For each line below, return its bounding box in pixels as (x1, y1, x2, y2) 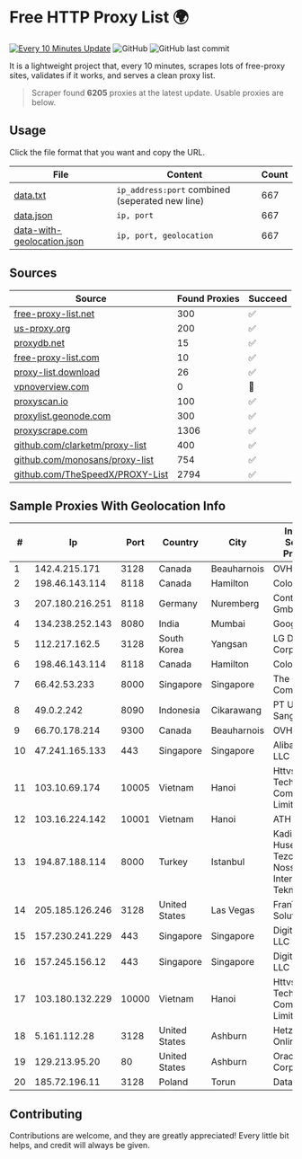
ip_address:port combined (116, 183, 231, 196)
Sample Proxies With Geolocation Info (9, 498, 226, 513)
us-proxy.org (13, 322, 71, 334)
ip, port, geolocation (116, 230, 214, 241)
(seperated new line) (116, 194, 205, 207)
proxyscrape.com (13, 424, 88, 437)
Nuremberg (210, 597, 260, 610)
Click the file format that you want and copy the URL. (9, 146, 205, 157)
